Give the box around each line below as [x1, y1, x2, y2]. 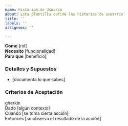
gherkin [5, 100, 21, 105]
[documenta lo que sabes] [12, 77, 65, 83]
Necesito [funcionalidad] [5, 48, 56, 54]
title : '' [5, 16, 25, 21]
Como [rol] [5, 43, 27, 49]
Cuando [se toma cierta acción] [5, 110, 69, 116]
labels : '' [5, 21, 27, 26]
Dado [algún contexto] [5, 105, 50, 111]
